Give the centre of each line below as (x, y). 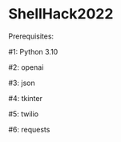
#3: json (22, 83)
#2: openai (26, 67)
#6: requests (29, 129)
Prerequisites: (31, 36)
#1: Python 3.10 (33, 51)
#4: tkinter (25, 98)
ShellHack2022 (61, 14)
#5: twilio (23, 114)
